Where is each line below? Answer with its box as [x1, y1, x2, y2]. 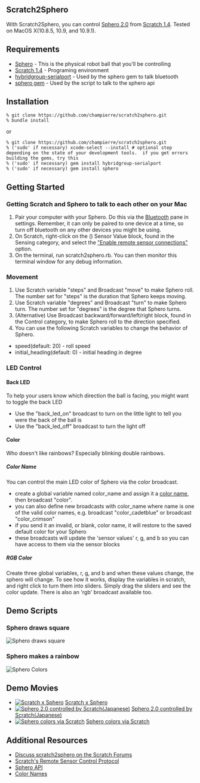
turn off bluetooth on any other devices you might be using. [14, 227, 161, 234]
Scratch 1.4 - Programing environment [14, 66, 109, 74]
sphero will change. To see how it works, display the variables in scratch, [6, 576, 186, 583]
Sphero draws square [6, 624, 70, 632]
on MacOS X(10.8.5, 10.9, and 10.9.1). [6, 27, 97, 34]
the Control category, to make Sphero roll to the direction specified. [14, 318, 181, 325]
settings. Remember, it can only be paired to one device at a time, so [14, 220, 184, 227]
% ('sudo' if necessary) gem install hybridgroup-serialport [6, 161, 162, 167]
